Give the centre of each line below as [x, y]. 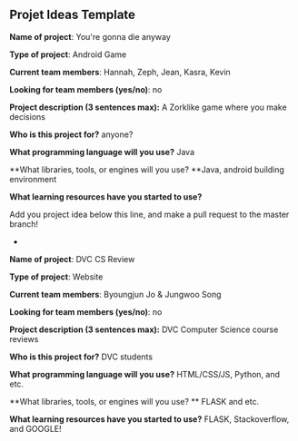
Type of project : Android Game [68, 54]
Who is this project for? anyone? [71, 134]
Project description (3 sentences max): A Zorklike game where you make [149, 107]
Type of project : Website [56, 277]
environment [33, 179]
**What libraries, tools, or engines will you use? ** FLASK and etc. [134, 401]
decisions [27, 116]
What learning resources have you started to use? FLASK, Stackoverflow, [149, 419]
